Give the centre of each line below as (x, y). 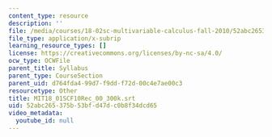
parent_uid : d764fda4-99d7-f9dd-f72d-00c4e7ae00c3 (96, 83)
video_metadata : (36, 114)
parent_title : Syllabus (49, 68)
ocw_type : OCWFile (39, 61)
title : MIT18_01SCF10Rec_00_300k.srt (72, 98)
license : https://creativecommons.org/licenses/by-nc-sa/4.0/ (115, 53)
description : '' (36, 23)
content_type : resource (49, 16)
